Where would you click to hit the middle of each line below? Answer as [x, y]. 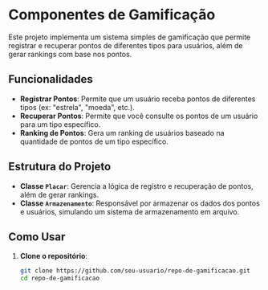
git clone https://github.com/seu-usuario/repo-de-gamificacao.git [135, 271]
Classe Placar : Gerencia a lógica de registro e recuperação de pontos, [137, 186]
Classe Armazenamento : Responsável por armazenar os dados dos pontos [140, 203]
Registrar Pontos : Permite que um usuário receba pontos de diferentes [138, 99]
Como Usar [37, 237]
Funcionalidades [51, 79]
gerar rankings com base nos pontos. [70, 54]
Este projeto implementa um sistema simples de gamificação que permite [130, 37]
